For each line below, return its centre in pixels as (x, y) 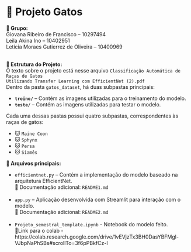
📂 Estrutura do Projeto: (34, 64)
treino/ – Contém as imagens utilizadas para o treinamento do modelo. (100, 98)
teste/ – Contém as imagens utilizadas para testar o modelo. (88, 104)
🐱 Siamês (26, 152)
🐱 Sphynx (26, 139)
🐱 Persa (25, 146)
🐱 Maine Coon (31, 133)
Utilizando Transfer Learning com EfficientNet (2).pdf (75, 81)
